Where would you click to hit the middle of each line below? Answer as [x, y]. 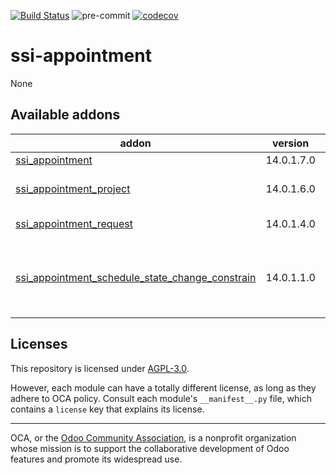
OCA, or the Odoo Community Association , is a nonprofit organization [153, 437]
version [290, 143]
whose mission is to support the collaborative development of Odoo [150, 448]
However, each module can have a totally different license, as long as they [163, 387]
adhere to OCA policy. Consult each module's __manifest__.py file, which [161, 398]
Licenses [39, 344]
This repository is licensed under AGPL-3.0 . [100, 368]
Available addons [65, 115]
